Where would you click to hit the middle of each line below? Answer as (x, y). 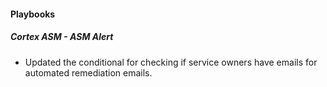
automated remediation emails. (88, 72)
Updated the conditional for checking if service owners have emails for (171, 62)
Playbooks (33, 14)
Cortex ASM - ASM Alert (62, 37)
